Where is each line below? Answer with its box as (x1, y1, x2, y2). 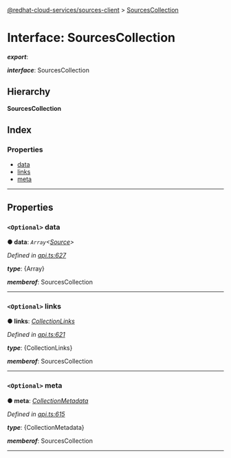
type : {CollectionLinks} (7, 344, 73, 352)
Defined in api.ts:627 (7, 251, 67, 260)
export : (7, 52, 29, 61)
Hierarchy (7, 86, 51, 98)
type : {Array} (7, 264, 45, 273)
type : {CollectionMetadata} (7, 423, 85, 431)
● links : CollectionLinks (7, 317, 76, 326)
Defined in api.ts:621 (7, 331, 65, 339)
